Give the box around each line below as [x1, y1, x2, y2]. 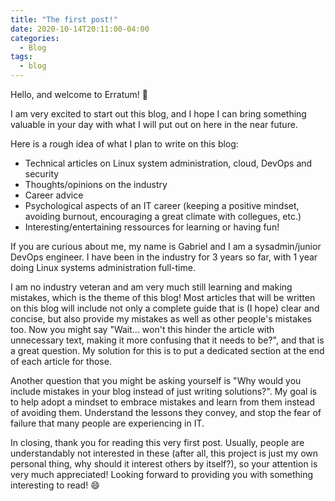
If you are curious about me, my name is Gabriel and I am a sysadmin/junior [10, 241, 322, 252]
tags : [10, 52, 33, 62]
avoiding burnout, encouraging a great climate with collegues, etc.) [24, 211, 302, 222]
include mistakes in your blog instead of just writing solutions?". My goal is [10, 386, 318, 397]
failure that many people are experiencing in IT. [10, 417, 205, 429]
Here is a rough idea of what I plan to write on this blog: [10, 138, 239, 150]
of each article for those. [10, 356, 112, 367]
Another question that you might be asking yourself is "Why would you [10, 375, 302, 386]
